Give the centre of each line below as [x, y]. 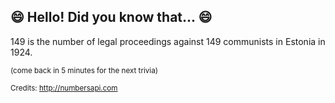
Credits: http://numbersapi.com [64, 88]
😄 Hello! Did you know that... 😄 [111, 17]
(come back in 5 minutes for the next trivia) [84, 70]
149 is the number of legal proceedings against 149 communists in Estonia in [168, 41]
